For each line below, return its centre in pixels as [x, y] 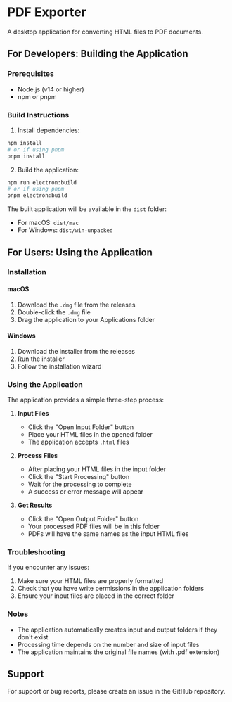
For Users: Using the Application [80, 252]
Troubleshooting [36, 552]
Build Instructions [38, 115]
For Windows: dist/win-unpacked [65, 230]
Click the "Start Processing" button [79, 477]
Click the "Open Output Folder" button [83, 519]
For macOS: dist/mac [48, 223]
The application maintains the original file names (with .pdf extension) [118, 652]
